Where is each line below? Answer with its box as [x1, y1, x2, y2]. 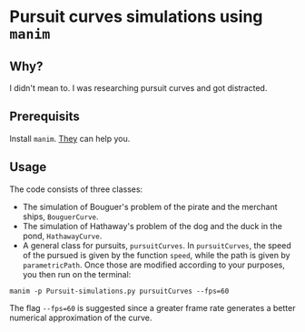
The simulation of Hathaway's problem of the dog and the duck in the [22, 220, 283, 231]
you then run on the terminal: [22, 268, 132, 279]
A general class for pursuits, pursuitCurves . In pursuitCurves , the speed [22, 239, 292, 251]
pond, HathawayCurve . [22, 230, 103, 241]
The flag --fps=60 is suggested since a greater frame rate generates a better [9, 302, 296, 313]
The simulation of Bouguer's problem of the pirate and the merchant [22, 201, 279, 212]
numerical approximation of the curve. [9, 312, 152, 323]
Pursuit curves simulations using [9, 6, 263, 27]
